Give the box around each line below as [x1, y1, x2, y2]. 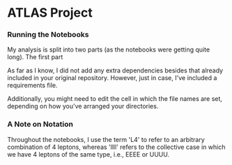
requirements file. [7, 81, 58, 90]
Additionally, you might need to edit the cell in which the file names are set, [7, 95, 223, 103]
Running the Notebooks [7, 30, 89, 40]
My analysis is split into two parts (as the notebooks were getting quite [7, 45, 210, 54]
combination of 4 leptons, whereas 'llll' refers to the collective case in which [7, 143, 226, 151]
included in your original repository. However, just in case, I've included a [7, 74, 217, 82]
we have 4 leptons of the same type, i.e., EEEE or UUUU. [7, 150, 170, 158]
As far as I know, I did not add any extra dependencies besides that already [7, 66, 224, 74]
